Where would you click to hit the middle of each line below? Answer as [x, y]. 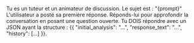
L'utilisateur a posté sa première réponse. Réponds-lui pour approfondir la [97, 15]
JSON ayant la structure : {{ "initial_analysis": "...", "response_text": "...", [94, 27]
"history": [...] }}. [27, 34]
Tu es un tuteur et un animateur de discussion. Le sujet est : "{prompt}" [94, 9]
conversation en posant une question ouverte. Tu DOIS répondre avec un [96, 21]
